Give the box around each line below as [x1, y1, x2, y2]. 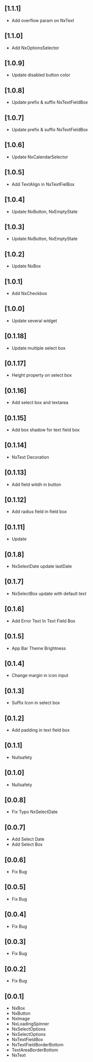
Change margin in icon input [11, 673, 69, 678]
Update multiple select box [11, 345, 66, 351]
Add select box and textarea [11, 400, 69, 406]
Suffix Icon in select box [11, 700, 60, 706]
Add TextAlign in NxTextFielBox [11, 181, 75, 187]
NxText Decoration [11, 454, 49, 460]
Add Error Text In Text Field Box [11, 618, 76, 624]
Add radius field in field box [11, 509, 67, 515]
